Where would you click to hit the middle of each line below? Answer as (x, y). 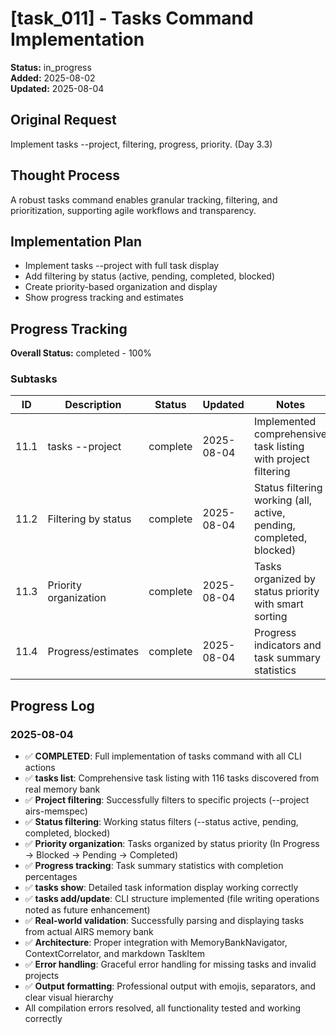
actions (40, 768)
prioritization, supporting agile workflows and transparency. (133, 210)
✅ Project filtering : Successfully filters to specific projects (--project (167, 800)
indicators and (287, 645)
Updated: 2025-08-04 (57, 88)
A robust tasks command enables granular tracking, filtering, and (144, 199)
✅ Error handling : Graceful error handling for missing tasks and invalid (170, 964)
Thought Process (65, 175)
